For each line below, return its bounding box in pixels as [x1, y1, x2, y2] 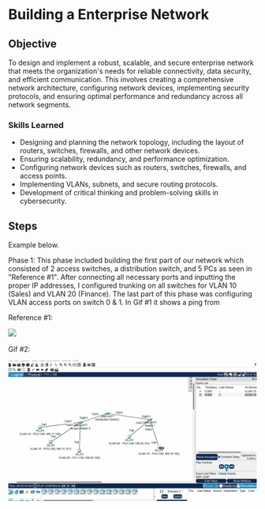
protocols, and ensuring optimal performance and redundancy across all [8, 92, 243, 100]
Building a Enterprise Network [8, 6, 209, 24]
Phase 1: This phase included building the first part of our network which [8, 255, 244, 266]
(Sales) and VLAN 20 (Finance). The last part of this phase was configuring [8, 289, 252, 299]
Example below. [8, 240, 59, 250]
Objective [8, 37, 58, 51]
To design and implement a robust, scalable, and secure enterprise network [8, 58, 254, 67]
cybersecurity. [19, 196, 67, 206]
